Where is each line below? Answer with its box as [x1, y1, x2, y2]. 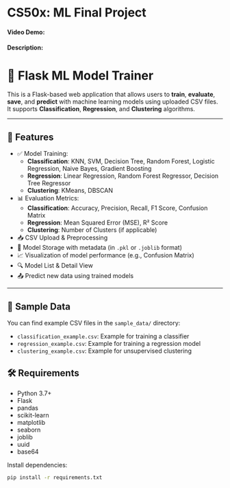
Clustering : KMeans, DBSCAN [27, 187, 113, 195]
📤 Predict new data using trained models [16, 272, 134, 280]
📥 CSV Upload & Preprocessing [16, 233, 108, 242]
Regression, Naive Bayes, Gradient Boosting [27, 165, 152, 173]
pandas [16, 404, 39, 412]
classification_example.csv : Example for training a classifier [16, 332, 190, 340]
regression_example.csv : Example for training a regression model [16, 339, 201, 347]
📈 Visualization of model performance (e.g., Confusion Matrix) [16, 251, 195, 259]
